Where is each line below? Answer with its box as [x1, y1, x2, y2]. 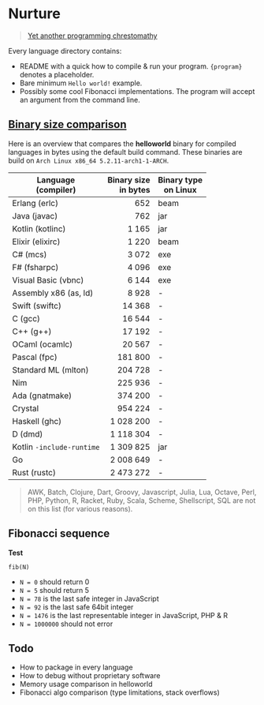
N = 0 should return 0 [19, 577, 90, 587]
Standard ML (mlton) [12, 364, 89, 375]
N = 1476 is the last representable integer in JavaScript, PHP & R [19, 610, 229, 620]
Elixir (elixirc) [12, 236, 61, 247]
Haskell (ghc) [12, 415, 62, 426]
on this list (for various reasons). [27, 504, 133, 513]
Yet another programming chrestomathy [27, 31, 158, 40]
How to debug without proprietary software [19, 671, 161, 681]
